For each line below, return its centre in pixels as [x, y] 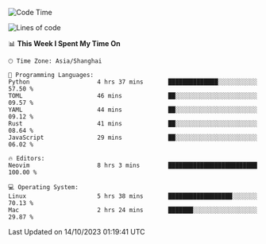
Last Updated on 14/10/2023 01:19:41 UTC [77, 232]
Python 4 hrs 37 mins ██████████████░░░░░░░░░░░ [133, 82]
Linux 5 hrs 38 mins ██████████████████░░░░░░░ [133, 196]
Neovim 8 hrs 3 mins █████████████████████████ [133, 165]
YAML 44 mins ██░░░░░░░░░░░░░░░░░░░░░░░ [133, 110]
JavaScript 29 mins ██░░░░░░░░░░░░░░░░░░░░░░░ [133, 137]
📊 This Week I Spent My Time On [64, 43]
